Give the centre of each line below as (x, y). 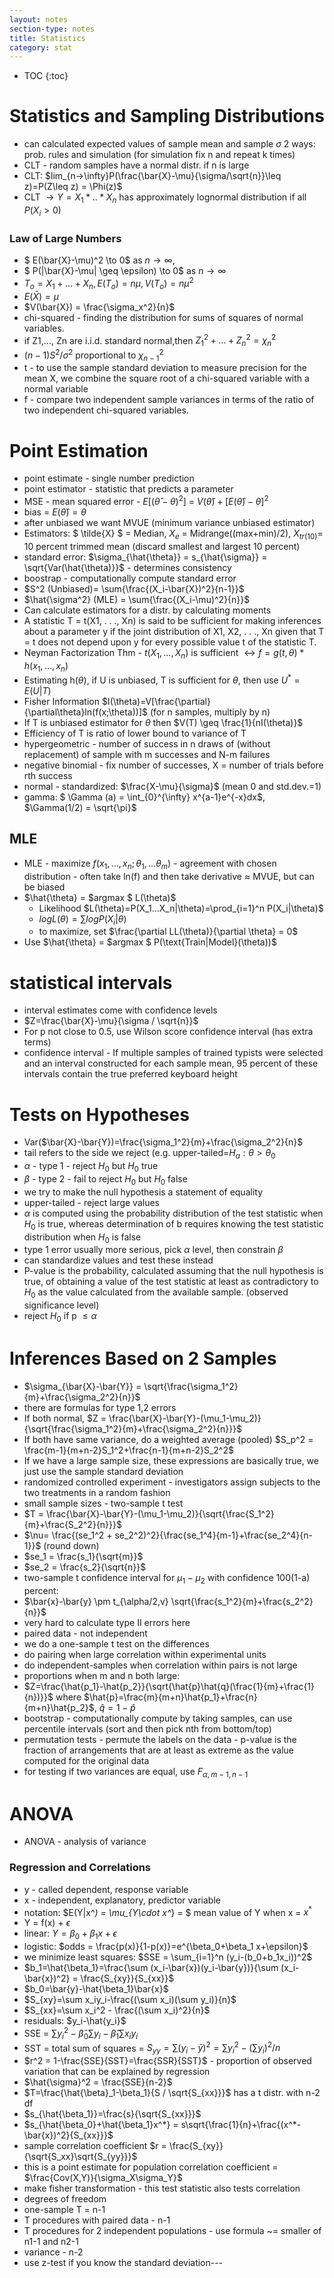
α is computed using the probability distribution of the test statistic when (173, 1213)
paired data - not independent (85, 1633)
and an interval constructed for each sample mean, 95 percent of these (171, 1063)
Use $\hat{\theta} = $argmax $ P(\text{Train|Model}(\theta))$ (150, 942)
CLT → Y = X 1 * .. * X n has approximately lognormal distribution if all (165, 198)
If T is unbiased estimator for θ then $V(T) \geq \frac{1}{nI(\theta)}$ (163, 723)
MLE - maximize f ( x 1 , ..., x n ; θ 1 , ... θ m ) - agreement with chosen (150, 864)
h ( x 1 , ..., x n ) (46, 666)
